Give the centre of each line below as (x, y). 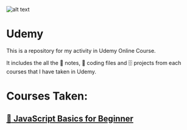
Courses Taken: (47, 96)
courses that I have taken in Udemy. (51, 71)
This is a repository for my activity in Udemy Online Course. (81, 50)
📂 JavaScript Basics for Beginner (70, 118)
